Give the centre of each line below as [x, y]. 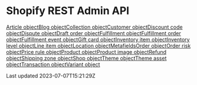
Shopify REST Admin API [68, 11]
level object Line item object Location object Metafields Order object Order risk [98, 46]
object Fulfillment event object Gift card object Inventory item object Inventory [98, 39]
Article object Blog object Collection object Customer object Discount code [94, 27]
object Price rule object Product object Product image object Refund [86, 52]
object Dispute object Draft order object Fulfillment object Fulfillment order [94, 33]
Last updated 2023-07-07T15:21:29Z [51, 76]
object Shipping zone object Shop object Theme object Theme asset [86, 58]
